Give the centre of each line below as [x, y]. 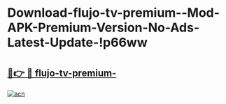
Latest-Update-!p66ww [78, 43]
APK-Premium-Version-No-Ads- [104, 28]
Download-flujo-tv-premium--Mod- [114, 13]
